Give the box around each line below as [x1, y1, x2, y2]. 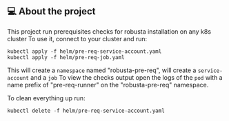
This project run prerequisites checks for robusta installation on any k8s [7, 27, 212, 36]
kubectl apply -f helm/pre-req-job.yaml [7, 54, 126, 60]
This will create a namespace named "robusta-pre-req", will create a [7, 66, 197, 74]
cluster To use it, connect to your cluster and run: [7, 34, 148, 43]
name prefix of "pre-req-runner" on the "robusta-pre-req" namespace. [7, 80, 209, 89]
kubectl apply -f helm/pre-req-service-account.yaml [7, 47, 162, 55]
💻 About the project [7, 5, 96, 17]
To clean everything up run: [7, 93, 86, 102]
